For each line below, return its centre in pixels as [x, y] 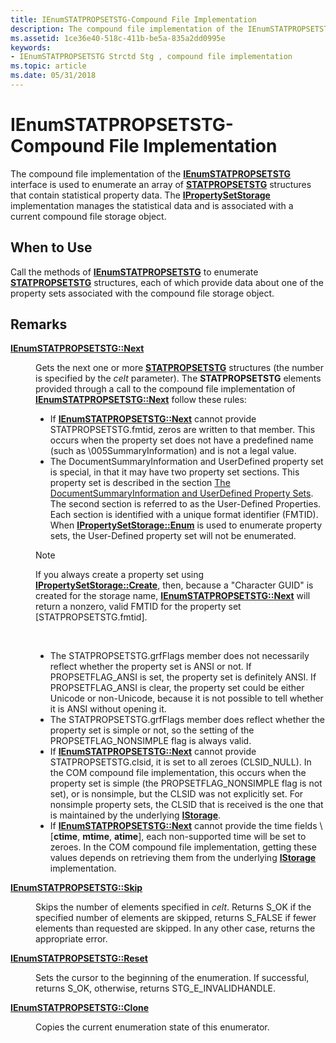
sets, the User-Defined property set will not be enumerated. [173, 536]
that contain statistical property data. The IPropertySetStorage [140, 195]
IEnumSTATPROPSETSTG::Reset [79, 958]
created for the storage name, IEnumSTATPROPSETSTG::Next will [173, 596]
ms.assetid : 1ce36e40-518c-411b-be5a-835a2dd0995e [118, 38]
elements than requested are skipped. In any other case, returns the [175, 928]
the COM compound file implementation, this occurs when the [178, 773]
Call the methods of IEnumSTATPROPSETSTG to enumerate [134, 272]
